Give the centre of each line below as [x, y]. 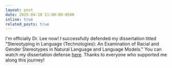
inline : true [19, 19]
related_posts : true [27, 24]
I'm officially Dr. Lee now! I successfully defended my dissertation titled [81, 39]
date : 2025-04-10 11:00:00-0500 [40, 15]
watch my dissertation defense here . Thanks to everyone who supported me [86, 55]
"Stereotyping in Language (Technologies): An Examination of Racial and [82, 44]
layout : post [19, 10]
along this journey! [25, 60]
